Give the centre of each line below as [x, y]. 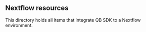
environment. [19, 25]
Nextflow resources [37, 8]
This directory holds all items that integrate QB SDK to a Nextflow [73, 20]
